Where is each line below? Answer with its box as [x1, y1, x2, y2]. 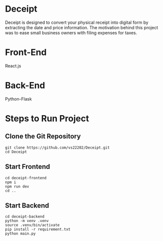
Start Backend [5, 202, 50, 210]
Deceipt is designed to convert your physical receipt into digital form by [5, 19, 148, 25]
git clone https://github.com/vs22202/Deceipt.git [5, 145, 110, 150]
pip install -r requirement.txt [5, 227, 71, 232]
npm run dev [5, 184, 29, 189]
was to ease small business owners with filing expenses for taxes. [5, 30, 137, 35]
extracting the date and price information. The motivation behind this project [5, 24, 158, 30]
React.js [5, 63, 21, 69]
